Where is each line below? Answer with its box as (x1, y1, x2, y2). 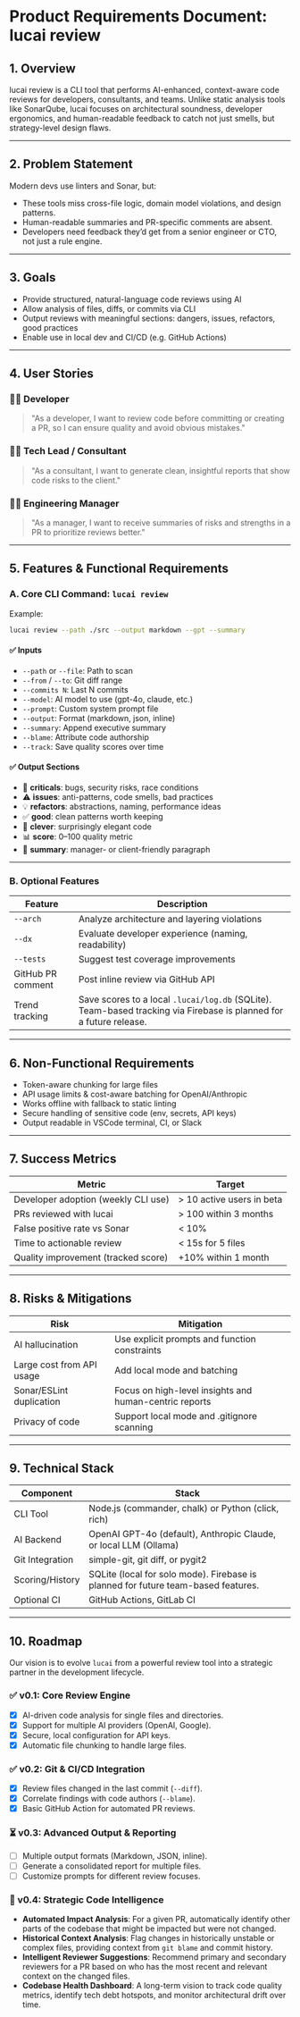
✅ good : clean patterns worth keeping (21, 811, 163, 821)
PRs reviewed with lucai (13, 1207, 113, 1220)
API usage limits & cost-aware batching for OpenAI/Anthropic (21, 1088, 248, 1099)
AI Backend (13, 1534, 62, 1546)
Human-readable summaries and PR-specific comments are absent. (21, 216, 273, 227)
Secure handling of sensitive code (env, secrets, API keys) (21, 1107, 237, 1118)
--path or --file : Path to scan (21, 665, 134, 676)
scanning (114, 1421, 154, 1433)
